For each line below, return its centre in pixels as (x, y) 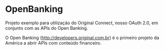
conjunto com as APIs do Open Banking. (47, 28)
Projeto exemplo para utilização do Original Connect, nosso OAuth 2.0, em (82, 23)
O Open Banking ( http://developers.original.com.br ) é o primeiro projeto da (82, 38)
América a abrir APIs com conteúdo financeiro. (53, 43)
